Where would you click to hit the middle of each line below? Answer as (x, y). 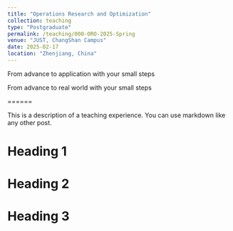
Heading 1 (37, 152)
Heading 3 (38, 216)
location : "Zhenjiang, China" (52, 54)
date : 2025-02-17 (33, 47)
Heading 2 (38, 184)
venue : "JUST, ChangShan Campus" (57, 41)
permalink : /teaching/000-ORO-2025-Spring (71, 34)
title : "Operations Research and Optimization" (79, 14)
